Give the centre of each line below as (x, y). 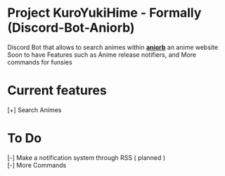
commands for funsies (40, 62)
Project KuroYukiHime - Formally (104, 13)
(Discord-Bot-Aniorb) (71, 28)
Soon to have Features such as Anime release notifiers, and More (102, 55)
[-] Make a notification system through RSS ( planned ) (86, 157)
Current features (57, 91)
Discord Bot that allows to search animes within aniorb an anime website (113, 47)
